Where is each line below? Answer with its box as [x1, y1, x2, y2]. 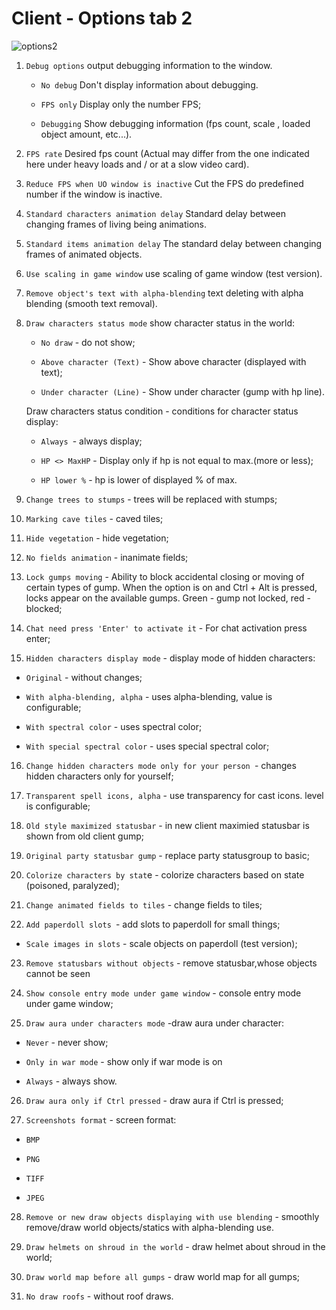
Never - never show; [25, 1036, 109, 1048]
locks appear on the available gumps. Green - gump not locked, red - [25, 592, 311, 604]
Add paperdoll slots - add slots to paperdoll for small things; [25, 918, 281, 930]
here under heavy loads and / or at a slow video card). [25, 158, 250, 170]
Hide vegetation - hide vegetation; [25, 532, 169, 544]
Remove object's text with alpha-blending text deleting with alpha [25, 287, 304, 299]
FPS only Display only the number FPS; [40, 98, 202, 110]
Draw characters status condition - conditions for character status [25, 405, 299, 417]
